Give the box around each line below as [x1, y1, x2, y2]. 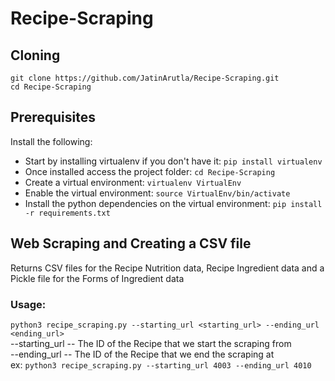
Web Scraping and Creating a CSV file [10, 235, 252, 252]
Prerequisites [10, 109, 96, 126]
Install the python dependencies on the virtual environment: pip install [24, 197, 323, 209]
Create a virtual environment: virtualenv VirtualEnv [24, 176, 242, 188]
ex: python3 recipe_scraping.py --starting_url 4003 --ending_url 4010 [10, 358, 312, 371]
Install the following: [10, 135, 93, 147]
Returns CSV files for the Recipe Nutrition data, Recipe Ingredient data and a [10, 262, 325, 274]
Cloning [10, 47, 61, 64]
